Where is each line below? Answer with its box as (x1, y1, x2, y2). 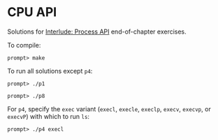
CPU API (7, 4, 57, 20)
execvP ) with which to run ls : (7, 112, 89, 120)
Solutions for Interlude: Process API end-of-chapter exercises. (7, 27, 187, 36)
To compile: (7, 41, 41, 49)
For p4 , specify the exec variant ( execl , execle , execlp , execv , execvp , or (7, 104, 211, 113)
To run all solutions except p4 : (7, 66, 93, 75)
